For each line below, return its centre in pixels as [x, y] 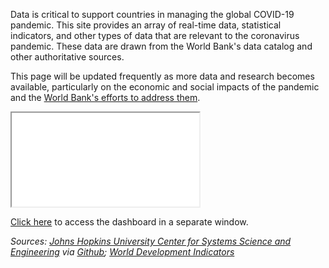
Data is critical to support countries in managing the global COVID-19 [152, 14]
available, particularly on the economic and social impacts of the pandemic [165, 87]
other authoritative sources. [67, 57]
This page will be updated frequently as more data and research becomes [162, 76]
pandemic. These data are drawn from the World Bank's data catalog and [161, 46]
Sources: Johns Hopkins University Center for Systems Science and [151, 241]
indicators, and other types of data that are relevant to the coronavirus [155, 35]
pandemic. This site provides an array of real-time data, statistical [146, 25]
